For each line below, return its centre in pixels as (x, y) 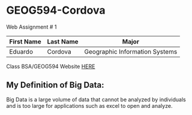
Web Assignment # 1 (31, 27)
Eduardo (21, 51)
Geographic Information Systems (131, 51)
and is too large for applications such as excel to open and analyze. (89, 105)
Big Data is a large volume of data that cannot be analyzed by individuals (96, 100)
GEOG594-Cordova (56, 10)
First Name (25, 41)
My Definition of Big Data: (55, 85)
